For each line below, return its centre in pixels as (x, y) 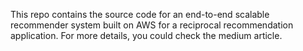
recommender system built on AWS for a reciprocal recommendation (152, 25)
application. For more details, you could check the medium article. (146, 35)
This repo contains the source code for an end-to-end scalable (140, 14)
